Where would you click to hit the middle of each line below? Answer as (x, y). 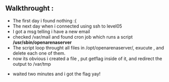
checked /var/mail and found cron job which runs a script (73, 37)
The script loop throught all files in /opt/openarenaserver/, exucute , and (88, 47)
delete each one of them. (39, 53)
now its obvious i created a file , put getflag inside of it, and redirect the (87, 59)
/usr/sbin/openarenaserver (42, 42)
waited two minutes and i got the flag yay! (57, 74)
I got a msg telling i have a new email (51, 31)
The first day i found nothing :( (45, 20)
